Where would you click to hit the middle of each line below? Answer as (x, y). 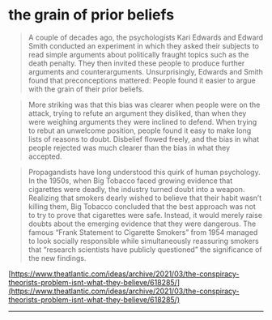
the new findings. (57, 258)
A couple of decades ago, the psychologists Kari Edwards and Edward (146, 37)
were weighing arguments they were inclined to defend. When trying (142, 122)
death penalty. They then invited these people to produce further (136, 63)
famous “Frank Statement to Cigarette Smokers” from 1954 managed (143, 232)
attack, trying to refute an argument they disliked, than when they (137, 113)
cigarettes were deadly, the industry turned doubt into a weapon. (136, 189)
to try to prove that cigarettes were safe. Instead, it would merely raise (145, 215)
